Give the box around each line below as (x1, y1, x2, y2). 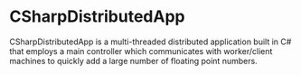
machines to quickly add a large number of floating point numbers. (9, 55, 258, 66)
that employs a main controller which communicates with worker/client (9, 45, 273, 56)
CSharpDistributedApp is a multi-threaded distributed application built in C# (9, 36, 292, 47)
